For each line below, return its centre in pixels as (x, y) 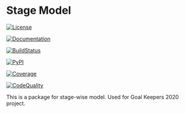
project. (16, 103)
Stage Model (39, 11)
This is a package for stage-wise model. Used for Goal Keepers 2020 (93, 97)
